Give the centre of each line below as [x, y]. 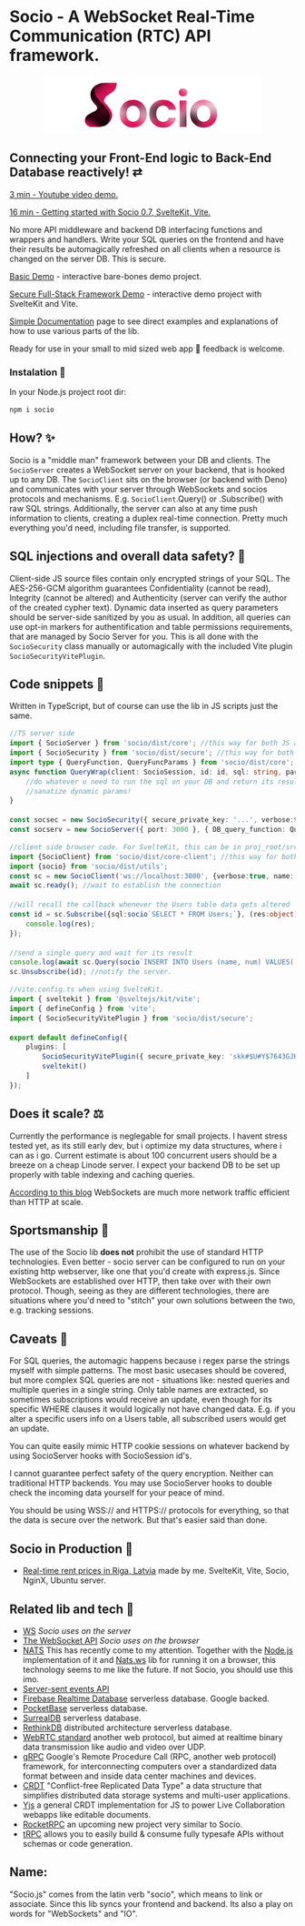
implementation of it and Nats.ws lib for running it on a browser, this [149, 1659]
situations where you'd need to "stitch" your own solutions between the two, [152, 1301]
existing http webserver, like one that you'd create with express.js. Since [145, 1272]
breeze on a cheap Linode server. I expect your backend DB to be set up [145, 1165]
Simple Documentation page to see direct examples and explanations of [144, 321]
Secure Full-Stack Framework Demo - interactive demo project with [136, 294]
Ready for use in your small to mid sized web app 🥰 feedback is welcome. [147, 349]
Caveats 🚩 [39, 1338]
